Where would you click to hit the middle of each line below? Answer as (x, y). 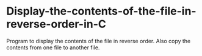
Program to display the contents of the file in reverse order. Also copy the (99, 41)
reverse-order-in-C (56, 24)
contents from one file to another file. (53, 47)
